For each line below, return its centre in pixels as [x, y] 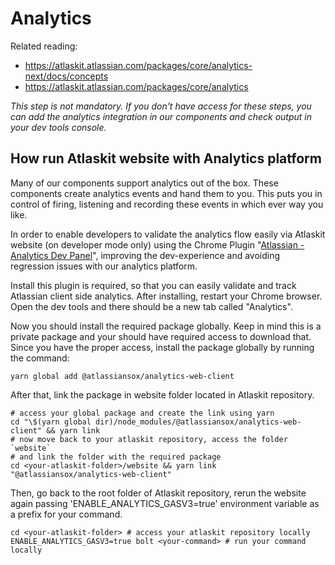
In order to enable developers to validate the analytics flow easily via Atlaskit [168, 234]
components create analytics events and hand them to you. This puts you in [166, 193]
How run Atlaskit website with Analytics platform [166, 158]
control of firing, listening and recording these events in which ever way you [167, 204]
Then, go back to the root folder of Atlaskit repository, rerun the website [158, 493]
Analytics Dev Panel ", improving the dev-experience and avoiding [145, 255]
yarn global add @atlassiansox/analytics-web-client [122, 376]
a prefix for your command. [66, 514]
